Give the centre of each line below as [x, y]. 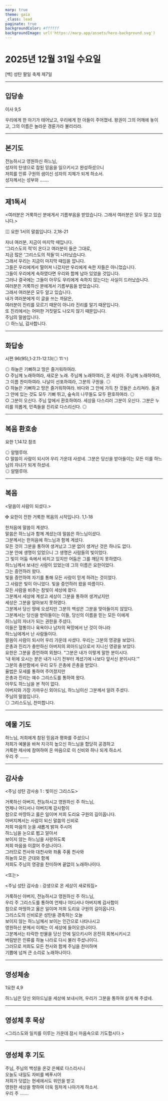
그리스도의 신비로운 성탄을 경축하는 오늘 [44, 915]
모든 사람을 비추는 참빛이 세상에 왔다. [41, 590]
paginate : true [21, 24]
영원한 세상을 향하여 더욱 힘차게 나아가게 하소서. [52, 1087]
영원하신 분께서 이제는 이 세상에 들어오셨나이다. [51, 928]
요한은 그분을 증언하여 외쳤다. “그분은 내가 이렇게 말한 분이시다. [67, 652]
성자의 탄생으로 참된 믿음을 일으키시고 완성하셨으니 [54, 167]
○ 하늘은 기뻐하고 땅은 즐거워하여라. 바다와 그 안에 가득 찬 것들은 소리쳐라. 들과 [82, 388]
